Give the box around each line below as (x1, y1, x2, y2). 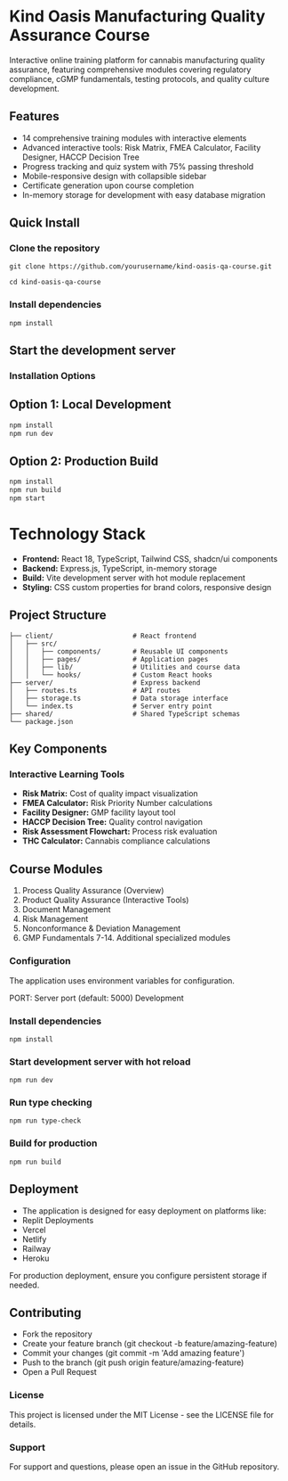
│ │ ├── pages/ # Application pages (9, 654, 209, 663)
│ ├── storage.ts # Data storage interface (9, 694, 228, 703)
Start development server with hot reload (9, 1055, 191, 1067)
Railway (21, 1243, 52, 1254)
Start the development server (9, 343, 176, 358)
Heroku (21, 1253, 50, 1263)
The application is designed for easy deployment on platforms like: (21, 1205, 267, 1216)
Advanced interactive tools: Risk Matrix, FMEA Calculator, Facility (21, 142, 261, 152)
